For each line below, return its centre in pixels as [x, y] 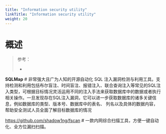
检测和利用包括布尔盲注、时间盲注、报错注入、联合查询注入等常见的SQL [83, 85]
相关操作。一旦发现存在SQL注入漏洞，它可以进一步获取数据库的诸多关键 [79, 98]
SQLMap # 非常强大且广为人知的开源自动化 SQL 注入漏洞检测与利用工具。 [81, 79]
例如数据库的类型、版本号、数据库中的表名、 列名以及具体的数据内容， [86, 104]
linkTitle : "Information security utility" [51, 14]
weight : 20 [16, 19]
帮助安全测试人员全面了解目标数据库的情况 [48, 110]
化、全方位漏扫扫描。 [27, 127]
